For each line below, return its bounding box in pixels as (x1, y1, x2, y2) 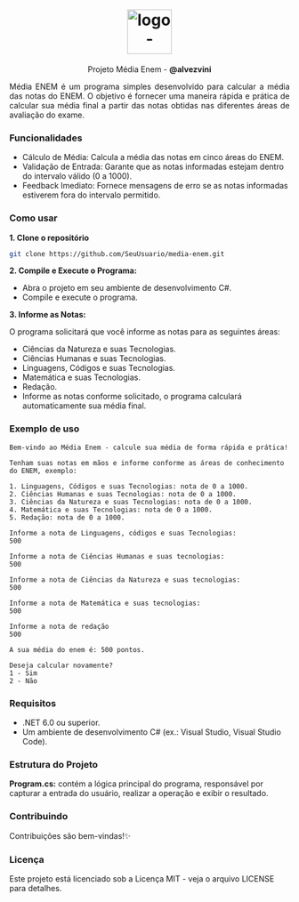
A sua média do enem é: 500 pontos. (9, 645, 145, 654)
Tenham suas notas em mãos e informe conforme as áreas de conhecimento (9, 458, 285, 467)
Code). (21, 737, 48, 746)
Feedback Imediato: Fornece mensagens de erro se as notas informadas (21, 181, 288, 191)
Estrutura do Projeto (9, 758, 99, 770)
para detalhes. (9, 882, 62, 893)
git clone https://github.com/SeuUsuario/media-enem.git (9, 249, 225, 258)
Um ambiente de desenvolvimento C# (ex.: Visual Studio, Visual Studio (21, 727, 282, 737)
